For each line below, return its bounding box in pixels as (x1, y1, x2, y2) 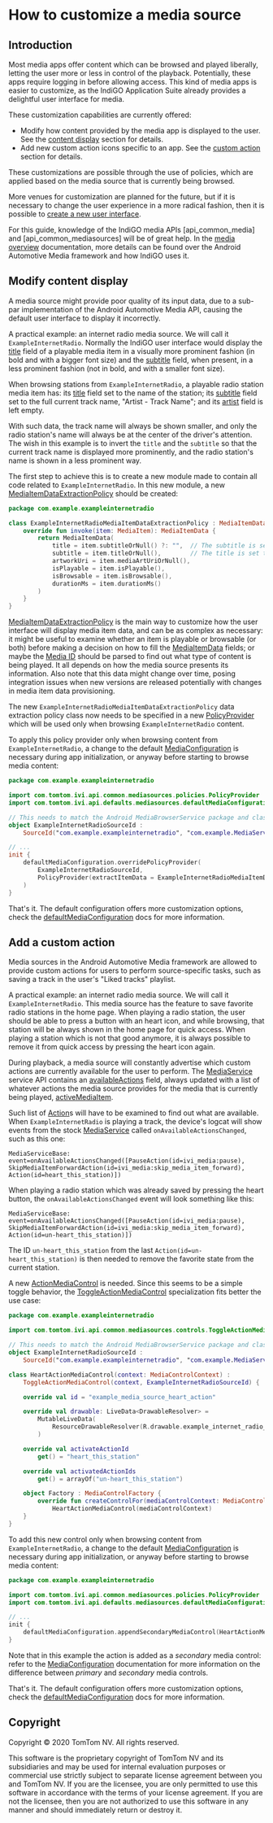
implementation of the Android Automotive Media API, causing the (21, 304, 243, 314)
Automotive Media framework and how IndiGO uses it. (8, 251, 189, 260)
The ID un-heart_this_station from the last (8, 1245, 154, 1255)
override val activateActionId (23, 1445, 129, 1453)
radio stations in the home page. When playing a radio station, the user (8, 1007, 246, 1018)
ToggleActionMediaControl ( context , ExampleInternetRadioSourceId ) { (23, 1378, 260, 1386)
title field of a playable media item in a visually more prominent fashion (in (8, 346, 255, 355)
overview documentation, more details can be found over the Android (8, 242, 241, 251)
